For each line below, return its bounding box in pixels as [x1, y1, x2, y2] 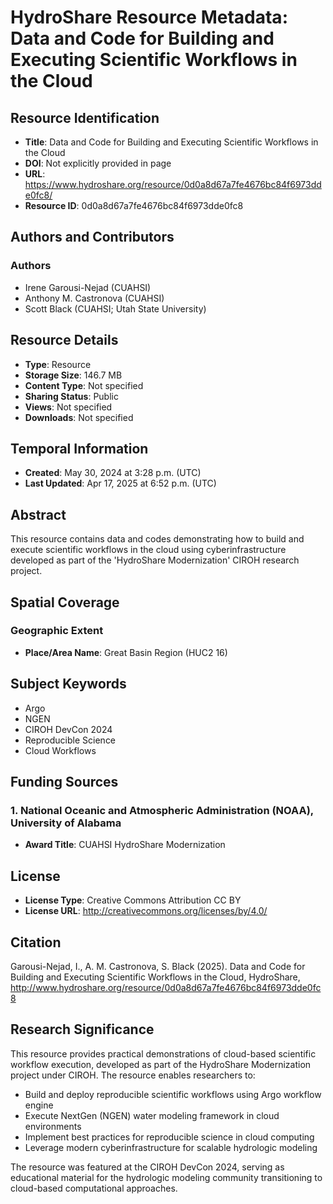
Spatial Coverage [10, 594, 120, 611]
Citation [10, 934, 62, 951]
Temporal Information [10, 440, 149, 457]
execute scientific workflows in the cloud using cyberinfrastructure [10, 544, 287, 556]
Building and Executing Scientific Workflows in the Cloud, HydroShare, [10, 971, 301, 983]
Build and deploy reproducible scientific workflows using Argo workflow [24, 1088, 322, 1100]
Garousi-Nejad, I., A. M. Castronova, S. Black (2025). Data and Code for [10, 960, 306, 972]
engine [24, 1099, 54, 1111]
